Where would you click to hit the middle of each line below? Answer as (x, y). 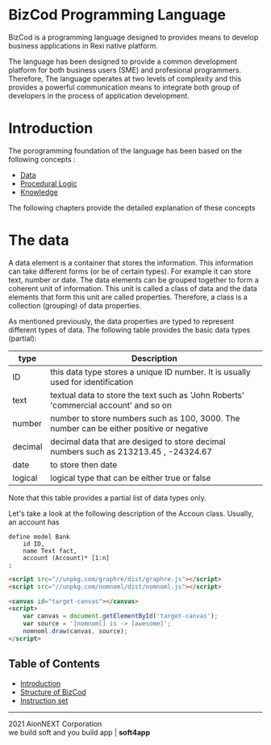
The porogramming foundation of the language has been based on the (125, 150)
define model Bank (39, 537)
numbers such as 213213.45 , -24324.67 (131, 451)
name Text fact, (50, 550)
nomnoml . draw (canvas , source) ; (75, 631)
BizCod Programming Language (117, 15)
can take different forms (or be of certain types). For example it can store (130, 271)
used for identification (92, 382)
